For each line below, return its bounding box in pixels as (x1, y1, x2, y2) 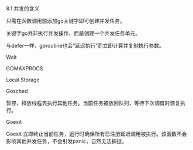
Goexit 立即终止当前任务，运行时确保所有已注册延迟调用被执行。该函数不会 (6, 130, 187, 137)
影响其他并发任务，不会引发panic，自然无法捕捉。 (6, 138, 127, 144)
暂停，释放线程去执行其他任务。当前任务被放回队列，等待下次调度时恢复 (6, 99, 180, 106)
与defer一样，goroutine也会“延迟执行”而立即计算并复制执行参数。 (6, 42, 165, 49)
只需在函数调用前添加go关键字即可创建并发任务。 (6, 17, 125, 24)
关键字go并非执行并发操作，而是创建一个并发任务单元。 (6, 30, 140, 37)
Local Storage (6, 76, 40, 83)
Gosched (6, 88, 28, 94)
